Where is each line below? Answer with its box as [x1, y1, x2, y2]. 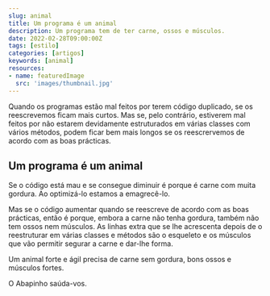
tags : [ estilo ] [8, 42, 60, 50]
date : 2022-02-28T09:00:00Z [8, 34, 103, 43]
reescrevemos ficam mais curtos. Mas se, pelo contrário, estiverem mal [8, 110, 246, 119]
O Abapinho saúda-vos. [8, 279, 87, 289]
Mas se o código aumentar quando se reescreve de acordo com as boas [8, 205, 250, 215]
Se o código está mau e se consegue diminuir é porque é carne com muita [8, 181, 256, 190]
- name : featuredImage [8, 72, 85, 80]
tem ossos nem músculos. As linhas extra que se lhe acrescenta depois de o [8, 222, 263, 231]
